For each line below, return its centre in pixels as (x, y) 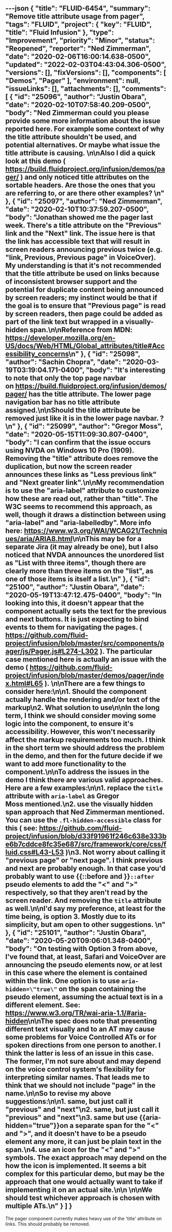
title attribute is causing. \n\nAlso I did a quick (80, 153)
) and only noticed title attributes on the (85, 177)
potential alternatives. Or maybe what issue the (83, 145)
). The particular (126, 651)
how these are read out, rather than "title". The (82, 499)
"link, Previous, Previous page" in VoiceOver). (81, 257)
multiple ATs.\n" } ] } (39, 1206)
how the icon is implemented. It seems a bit (76, 1166)
